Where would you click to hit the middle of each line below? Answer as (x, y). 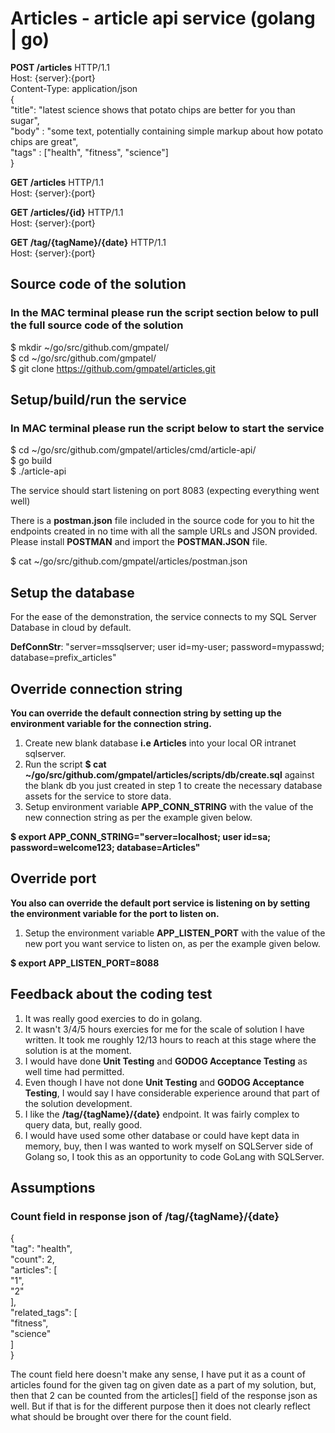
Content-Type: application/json (74, 88)
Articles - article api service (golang (163, 18)
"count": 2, (32, 1259)
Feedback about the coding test (111, 994)
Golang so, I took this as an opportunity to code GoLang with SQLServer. (174, 1156)
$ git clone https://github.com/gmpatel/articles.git (113, 368)
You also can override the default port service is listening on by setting (160, 903)
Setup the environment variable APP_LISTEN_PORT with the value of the (175, 933)
